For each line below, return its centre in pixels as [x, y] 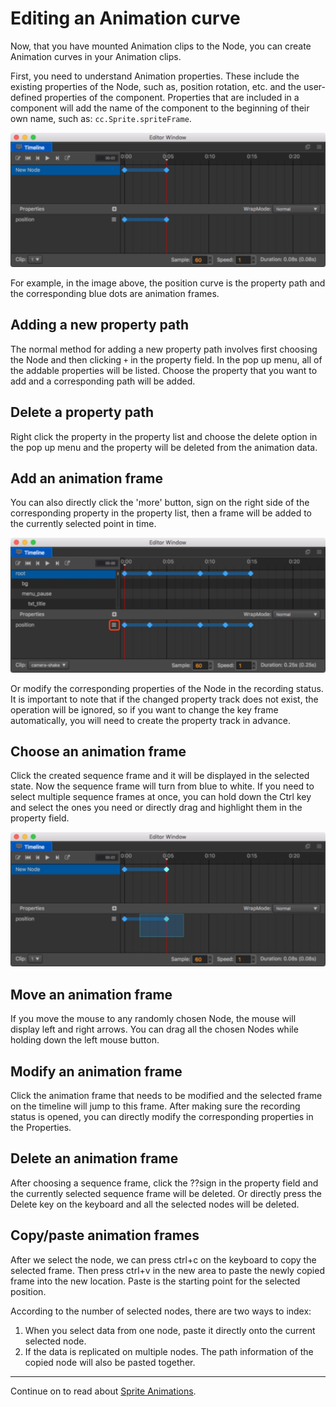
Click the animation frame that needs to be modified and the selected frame [166, 1096]
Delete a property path [82, 412]
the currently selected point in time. [83, 524]
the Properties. [41, 1128]
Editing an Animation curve [125, 18]
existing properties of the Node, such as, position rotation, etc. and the [156, 86]
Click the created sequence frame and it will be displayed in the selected [160, 776]
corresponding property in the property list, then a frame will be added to [161, 513]
